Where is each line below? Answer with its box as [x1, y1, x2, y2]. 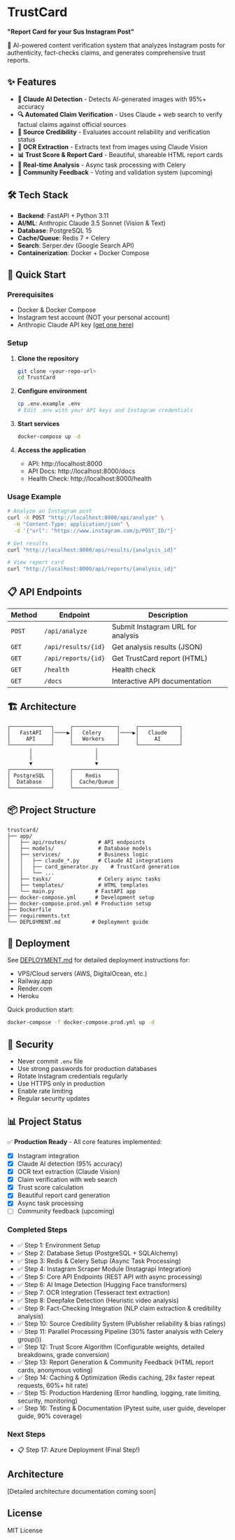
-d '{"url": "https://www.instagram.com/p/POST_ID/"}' [13, 527, 177, 534]
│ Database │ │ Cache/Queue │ [7, 778, 120, 785]
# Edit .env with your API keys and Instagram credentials [17, 407, 194, 414]
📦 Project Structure [7, 804, 97, 817]
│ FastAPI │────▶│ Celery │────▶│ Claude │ [7, 729, 183, 736]
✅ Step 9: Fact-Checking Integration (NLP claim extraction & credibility [17, 1304, 222, 1312]
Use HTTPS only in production [17, 1079, 106, 1088]
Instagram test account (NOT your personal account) [17, 313, 170, 322]
